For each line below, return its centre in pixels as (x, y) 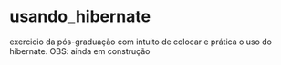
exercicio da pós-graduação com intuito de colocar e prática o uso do (140, 42)
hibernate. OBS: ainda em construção (80, 51)
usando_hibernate (80, 17)
